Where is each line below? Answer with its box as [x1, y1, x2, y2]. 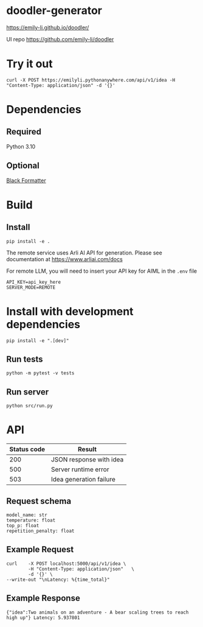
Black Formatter [6, 177, 47, 184]
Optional [6, 161, 40, 171]
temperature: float [6, 517, 56, 524]
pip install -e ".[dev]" [6, 337, 69, 344]
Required [6, 127, 41, 137]
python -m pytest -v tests [6, 370, 75, 376]
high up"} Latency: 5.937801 [6, 614, 80, 621]
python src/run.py [6, 403, 53, 409]
